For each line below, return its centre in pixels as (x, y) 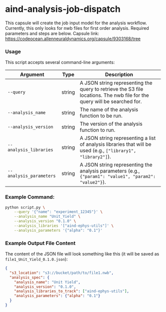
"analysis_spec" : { (30, 277)
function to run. (98, 130)
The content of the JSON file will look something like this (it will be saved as (82, 254)
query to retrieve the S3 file (111, 89)
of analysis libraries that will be (116, 144)
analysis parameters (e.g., (110, 171)
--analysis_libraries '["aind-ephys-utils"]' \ (64, 226)
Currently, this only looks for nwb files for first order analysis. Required (77, 28)
